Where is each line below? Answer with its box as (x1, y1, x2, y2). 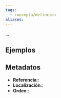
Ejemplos (5, 45, 36, 54)
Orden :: (12, 87, 29, 93)
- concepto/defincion (10, 12, 56, 17)
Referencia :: (12, 77, 39, 83)
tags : (5, 7, 17, 13)
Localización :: (12, 82, 44, 88)
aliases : (5, 17, 24, 22)
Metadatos (5, 63, 41, 72)
